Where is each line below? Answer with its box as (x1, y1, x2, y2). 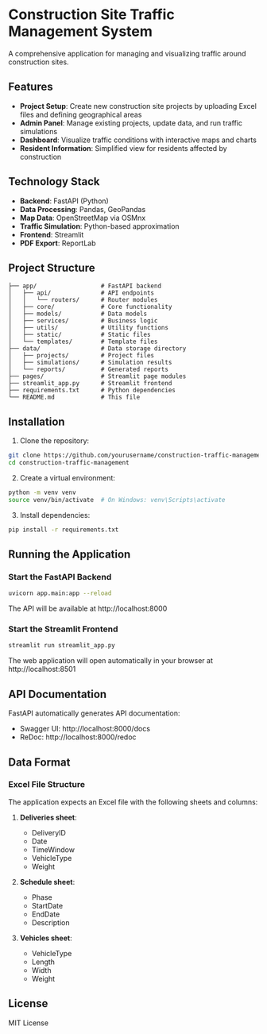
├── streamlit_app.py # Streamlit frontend (8, 380, 172, 388)
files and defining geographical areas (19, 110, 142, 119)
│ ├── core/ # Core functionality (8, 303, 172, 311)
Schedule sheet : (19, 877, 75, 886)
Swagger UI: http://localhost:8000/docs (19, 724, 151, 734)
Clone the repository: (19, 436, 90, 446)
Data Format (8, 755, 71, 769)
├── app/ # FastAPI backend (8, 282, 161, 291)
